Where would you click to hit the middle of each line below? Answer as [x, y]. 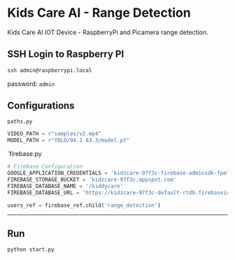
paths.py [20, 122]
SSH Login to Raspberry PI [66, 54]
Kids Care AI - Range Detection [99, 13]
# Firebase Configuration [45, 167]
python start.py [31, 250]
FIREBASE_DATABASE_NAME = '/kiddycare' [65, 186]
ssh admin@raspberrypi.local [50, 70]
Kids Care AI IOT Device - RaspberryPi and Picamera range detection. [108, 32]
